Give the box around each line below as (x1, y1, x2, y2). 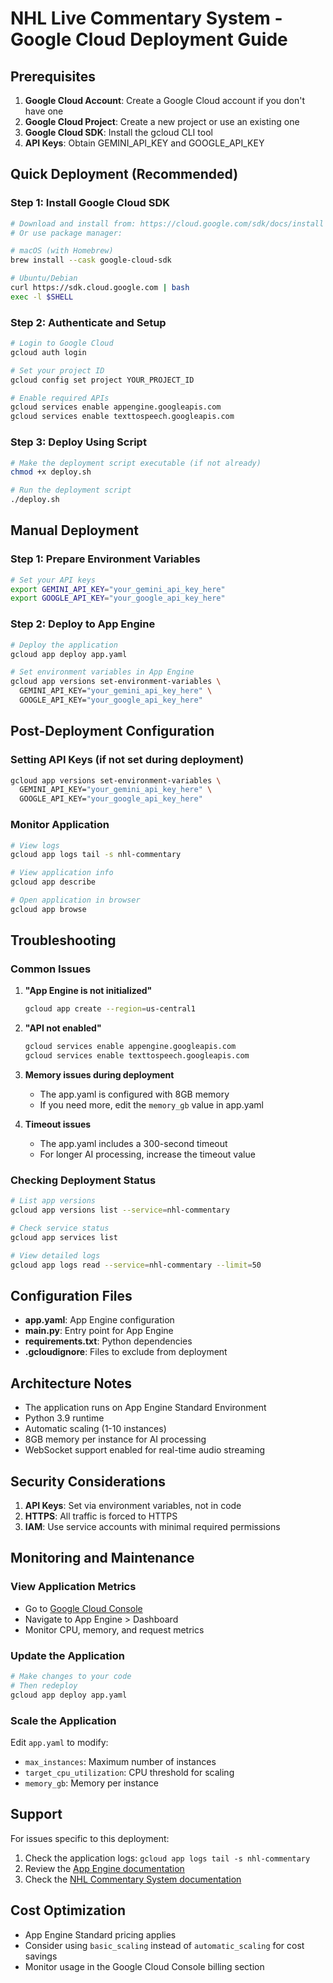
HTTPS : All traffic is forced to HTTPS (24, 1510, 178, 1522)
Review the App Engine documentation (24, 1862, 185, 1874)
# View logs (10, 840, 60, 851)
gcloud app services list (10, 1232, 118, 1242)
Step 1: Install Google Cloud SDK (10, 196, 171, 210)
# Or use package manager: (10, 228, 123, 238)
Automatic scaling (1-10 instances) (24, 1423, 167, 1435)
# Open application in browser (10, 895, 141, 905)
